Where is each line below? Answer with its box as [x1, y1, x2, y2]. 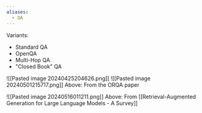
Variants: [6, 31, 29, 38]
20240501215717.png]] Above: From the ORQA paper [6, 81, 140, 89]
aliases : [6, 9, 29, 15]
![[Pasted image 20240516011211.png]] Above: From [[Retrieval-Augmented [6, 93, 196, 100]
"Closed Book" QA [15, 62, 62, 70]
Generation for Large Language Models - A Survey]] [6, 99, 138, 107]
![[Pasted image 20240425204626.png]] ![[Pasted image [6, 75, 151, 82]
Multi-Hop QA [15, 56, 50, 64]
